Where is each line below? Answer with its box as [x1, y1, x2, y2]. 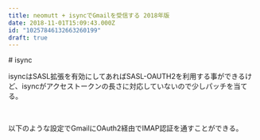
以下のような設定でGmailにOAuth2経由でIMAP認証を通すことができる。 [8, 123, 243, 133]
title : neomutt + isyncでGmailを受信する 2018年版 [8, 11, 170, 20]
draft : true [8, 33, 48, 42]
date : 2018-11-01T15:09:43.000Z [8, 19, 115, 27]
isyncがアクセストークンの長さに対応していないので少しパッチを [21, 81, 235, 91]
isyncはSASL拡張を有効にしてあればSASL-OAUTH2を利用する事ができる [8, 72, 246, 81]
